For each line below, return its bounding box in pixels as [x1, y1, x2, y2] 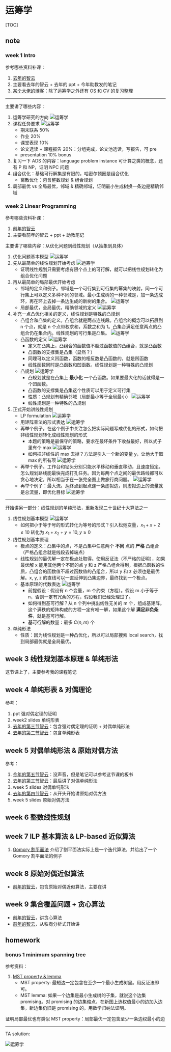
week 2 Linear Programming [5, 202, 76, 209]
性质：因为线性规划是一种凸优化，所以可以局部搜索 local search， [20, 632, 159, 638]
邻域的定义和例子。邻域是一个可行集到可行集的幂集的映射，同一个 [20, 285, 159, 291]
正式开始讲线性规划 [12, 406, 53, 412]
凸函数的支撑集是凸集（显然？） [27, 349, 95, 355]
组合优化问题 [20, 272, 47, 279]
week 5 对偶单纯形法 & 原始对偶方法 [5, 746, 118, 755]
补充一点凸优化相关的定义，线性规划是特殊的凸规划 [12, 311, 120, 317]
